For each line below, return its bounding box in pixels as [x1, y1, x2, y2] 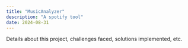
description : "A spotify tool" [6, 14, 84, 20]
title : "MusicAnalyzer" [6, 8, 65, 15]
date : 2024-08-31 [6, 19, 49, 25]
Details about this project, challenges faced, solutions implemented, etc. [6, 36, 183, 43]
